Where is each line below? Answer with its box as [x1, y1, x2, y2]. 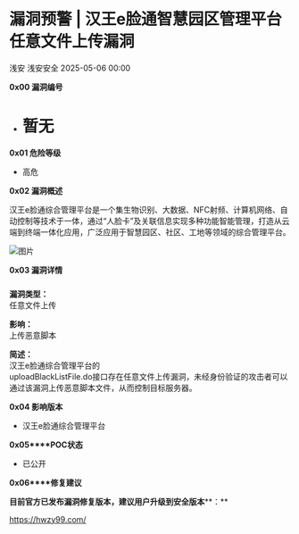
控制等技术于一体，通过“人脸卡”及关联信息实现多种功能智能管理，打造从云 [16, 215, 290, 226]
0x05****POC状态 [9, 439, 83, 450]
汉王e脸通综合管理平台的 [9, 360, 101, 371]
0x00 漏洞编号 [9, 81, 63, 92]
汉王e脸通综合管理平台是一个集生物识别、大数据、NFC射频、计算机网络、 [9, 204, 281, 215]
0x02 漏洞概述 [9, 185, 63, 196]
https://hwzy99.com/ [9, 513, 87, 524]
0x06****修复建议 [9, 477, 82, 488]
